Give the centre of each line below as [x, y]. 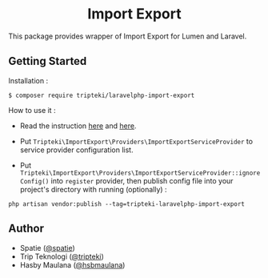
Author [26, 229]
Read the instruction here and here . [78, 126]
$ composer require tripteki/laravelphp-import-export [102, 95]
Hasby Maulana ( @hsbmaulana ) [72, 264]
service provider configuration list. [76, 150]
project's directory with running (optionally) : [93, 189]
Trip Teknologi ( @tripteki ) [62, 256]
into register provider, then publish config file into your [142, 180]
